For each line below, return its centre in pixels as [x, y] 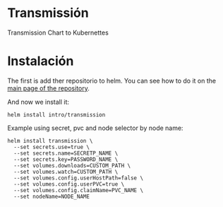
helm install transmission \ [50, 141]
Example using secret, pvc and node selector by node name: [95, 128]
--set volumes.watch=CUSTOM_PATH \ [66, 172]
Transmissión [48, 13]
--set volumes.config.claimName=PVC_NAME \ [78, 190]
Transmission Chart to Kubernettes [58, 32]
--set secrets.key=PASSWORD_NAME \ [66, 159]
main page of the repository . [49, 88]
